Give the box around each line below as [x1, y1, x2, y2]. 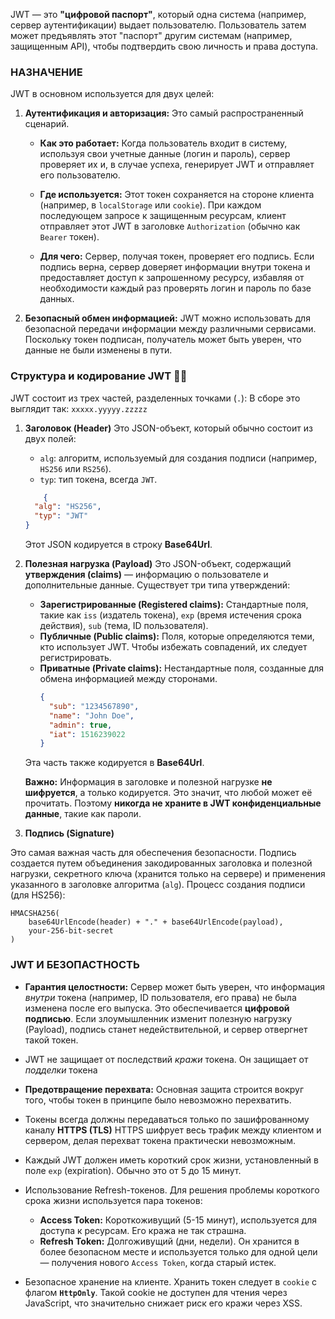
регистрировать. [39, 652, 112, 664]
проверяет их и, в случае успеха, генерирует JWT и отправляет [39, 159, 315, 171]
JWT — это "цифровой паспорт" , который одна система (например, [10, 9, 307, 20]
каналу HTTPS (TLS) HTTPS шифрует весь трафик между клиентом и [24, 1124, 322, 1136]
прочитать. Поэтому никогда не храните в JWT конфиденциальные [24, 797, 322, 809]
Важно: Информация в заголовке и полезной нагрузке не [24, 776, 273, 788]
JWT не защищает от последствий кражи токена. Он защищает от [24, 1053, 309, 1065]
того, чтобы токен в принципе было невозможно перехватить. [24, 1094, 292, 1106]
